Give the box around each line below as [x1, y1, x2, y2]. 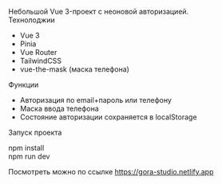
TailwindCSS [19, 56, 62, 65]
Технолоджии [8, 15, 55, 25]
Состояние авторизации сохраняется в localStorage [19, 112, 197, 122]
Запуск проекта [8, 127, 62, 137]
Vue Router [19, 48, 57, 57]
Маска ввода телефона [19, 104, 100, 113]
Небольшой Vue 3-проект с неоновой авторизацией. [8, 7, 189, 16]
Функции [8, 80, 39, 89]
